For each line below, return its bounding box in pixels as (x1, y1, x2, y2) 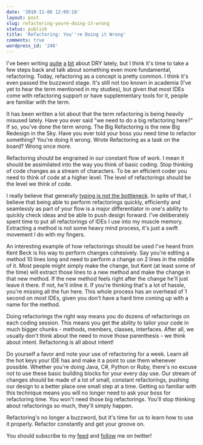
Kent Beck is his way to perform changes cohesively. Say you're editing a (6, 249, 190, 256)
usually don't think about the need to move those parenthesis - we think (6, 332, 186, 339)
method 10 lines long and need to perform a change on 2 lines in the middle (6, 255, 195, 262)
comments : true (6, 37, 45, 43)
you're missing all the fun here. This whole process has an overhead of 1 (6, 287, 187, 295)
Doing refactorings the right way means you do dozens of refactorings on (6, 312, 190, 320)
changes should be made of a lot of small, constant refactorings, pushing (6, 376, 189, 384)
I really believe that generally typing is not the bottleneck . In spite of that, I (6, 192, 191, 199)
